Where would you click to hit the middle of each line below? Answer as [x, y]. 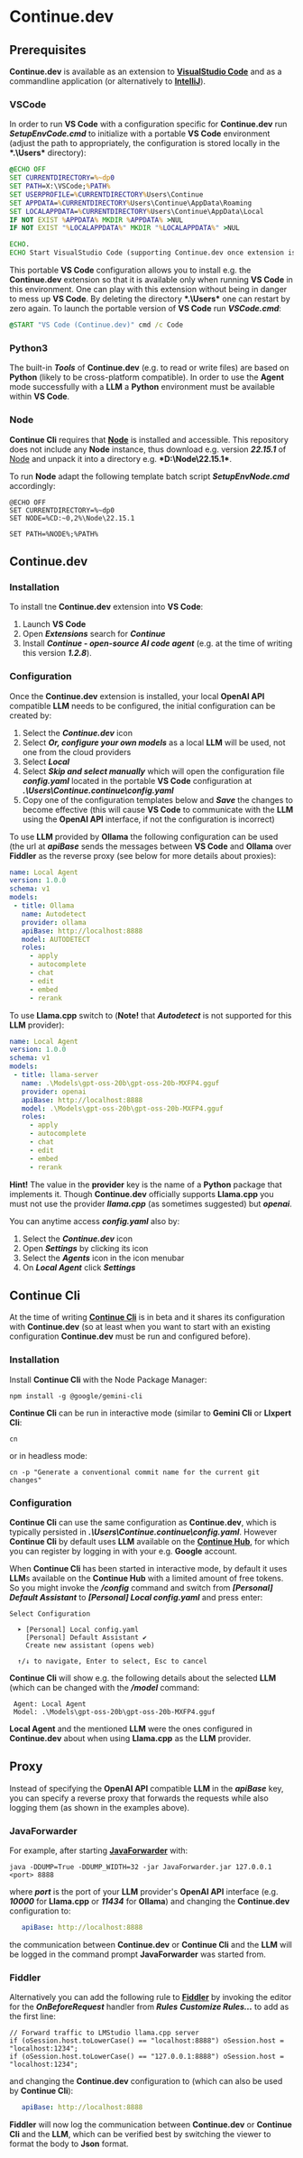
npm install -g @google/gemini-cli [76, 1396]
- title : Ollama [44, 906]
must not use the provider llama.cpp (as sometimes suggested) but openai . [151, 1203]
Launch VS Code [54, 624]
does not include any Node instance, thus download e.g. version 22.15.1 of [148, 449]
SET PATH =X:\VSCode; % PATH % [60, 187]
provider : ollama [54, 922]
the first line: [32, 2016]
